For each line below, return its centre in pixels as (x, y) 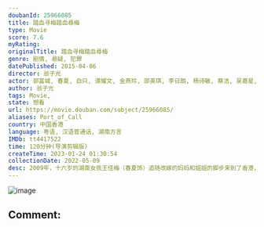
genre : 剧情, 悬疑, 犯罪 (45, 59)
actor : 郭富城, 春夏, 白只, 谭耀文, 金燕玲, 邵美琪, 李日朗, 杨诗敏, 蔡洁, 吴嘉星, (133, 81)
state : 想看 (26, 103)
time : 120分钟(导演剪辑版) (48, 146)
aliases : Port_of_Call (45, 117)
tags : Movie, (29, 95)
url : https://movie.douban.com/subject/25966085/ (91, 110)
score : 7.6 (26, 37)
